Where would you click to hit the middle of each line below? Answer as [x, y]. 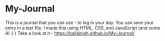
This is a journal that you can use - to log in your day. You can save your [79, 22]
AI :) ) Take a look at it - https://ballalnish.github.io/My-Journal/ [70, 33]
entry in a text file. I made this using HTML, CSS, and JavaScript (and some [83, 27]
